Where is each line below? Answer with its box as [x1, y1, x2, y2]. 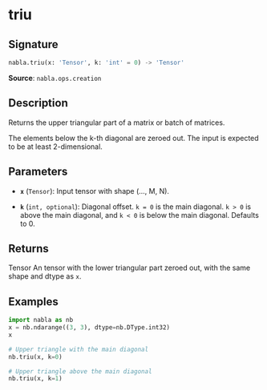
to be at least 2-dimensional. [8, 142, 103, 151]
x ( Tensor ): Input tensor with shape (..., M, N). [19, 186, 170, 195]
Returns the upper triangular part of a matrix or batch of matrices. [8, 118, 225, 127]
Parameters [8, 165, 68, 179]
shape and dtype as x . [8, 271, 82, 281]
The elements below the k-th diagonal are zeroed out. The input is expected [8, 133, 259, 143]
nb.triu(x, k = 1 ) [8, 375, 63, 383]
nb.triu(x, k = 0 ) [8, 352, 63, 361]
